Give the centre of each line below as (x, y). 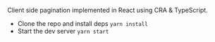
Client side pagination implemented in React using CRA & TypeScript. (107, 10)
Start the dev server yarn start (63, 31)
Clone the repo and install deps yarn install (82, 23)
